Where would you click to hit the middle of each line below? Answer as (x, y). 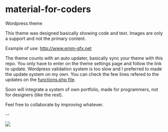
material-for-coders (48, 9)
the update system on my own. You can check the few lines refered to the (82, 74)
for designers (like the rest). (34, 95)
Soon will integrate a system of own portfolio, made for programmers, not (82, 89)
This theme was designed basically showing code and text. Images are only (84, 33)
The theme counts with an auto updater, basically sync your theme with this (84, 58)
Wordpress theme (24, 23)
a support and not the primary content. (46, 38)
